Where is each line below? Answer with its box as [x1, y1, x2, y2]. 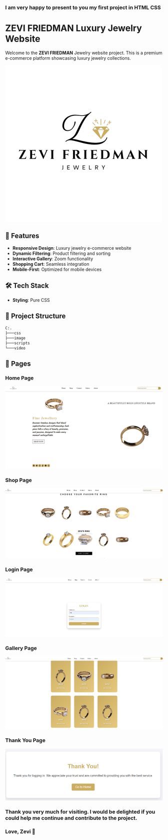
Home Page [5, 374, 34, 381]
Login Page [5, 566, 33, 573]
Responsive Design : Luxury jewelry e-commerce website [12, 245, 131, 251]
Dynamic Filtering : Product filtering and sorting [12, 250, 111, 256]
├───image [5, 335, 26, 341]
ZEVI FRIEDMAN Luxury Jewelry [5, 23, 142, 34]
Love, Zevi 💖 [5, 828, 36, 835]
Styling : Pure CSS [12, 297, 50, 303]
